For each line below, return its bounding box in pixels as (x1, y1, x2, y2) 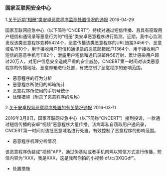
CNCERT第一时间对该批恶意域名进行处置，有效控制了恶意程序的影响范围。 (5, 128, 159, 134)
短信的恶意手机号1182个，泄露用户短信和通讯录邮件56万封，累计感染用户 (5, 52, 155, 58)
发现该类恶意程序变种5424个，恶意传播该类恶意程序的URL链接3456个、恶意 (5, 40, 162, 46)
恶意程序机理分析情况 (12, 138, 56, 144)
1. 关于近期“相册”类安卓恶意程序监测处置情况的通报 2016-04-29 (5, 16, 135, 23)
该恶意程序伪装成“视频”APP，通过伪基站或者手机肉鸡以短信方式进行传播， (5, 149, 158, 155)
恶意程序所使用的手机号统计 (12, 88, 70, 94)
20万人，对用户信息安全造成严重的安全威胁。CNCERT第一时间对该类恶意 (9, 58, 160, 64)
